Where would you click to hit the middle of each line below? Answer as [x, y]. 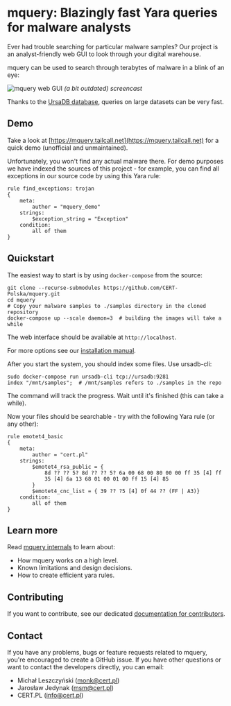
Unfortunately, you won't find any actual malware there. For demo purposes [115, 161]
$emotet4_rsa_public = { [68, 467]
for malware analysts [69, 27]
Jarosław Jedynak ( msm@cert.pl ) [66, 688]
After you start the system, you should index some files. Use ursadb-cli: [110, 364]
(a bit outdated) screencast [103, 88]
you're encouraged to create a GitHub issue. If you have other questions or [114, 660]
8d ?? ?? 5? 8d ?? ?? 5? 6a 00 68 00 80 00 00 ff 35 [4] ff [133, 473]
